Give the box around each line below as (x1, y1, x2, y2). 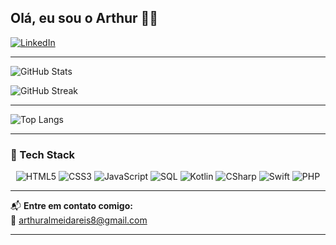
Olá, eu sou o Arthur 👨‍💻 (10, 10, 159, 27)
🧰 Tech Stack (10, 147, 76, 161)
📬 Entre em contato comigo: (10, 200, 133, 212)
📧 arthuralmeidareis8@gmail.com (10, 214, 148, 226)
